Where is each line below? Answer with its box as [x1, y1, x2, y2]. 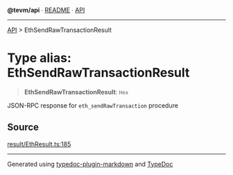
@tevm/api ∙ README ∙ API [7, 6, 85, 14]
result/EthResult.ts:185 [7, 140, 71, 148]
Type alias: [7, 50, 71, 66]
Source [7, 122, 40, 133]
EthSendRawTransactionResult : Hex [24, 87, 129, 96]
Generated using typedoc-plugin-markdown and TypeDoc [7, 160, 173, 168]
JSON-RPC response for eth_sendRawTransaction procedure [7, 101, 179, 110]
